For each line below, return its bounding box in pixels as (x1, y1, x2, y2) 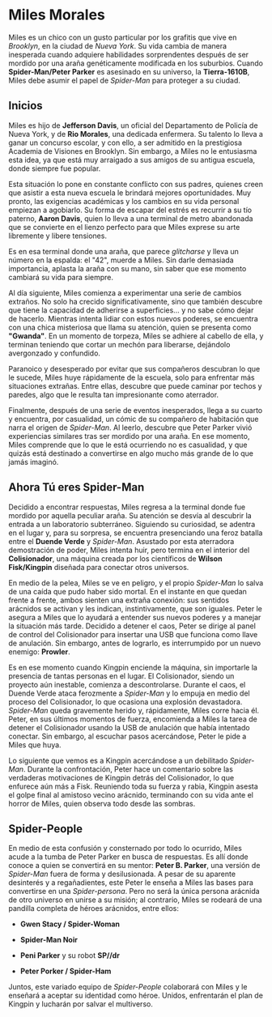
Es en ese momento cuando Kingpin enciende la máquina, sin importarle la (8, 662, 257, 672)
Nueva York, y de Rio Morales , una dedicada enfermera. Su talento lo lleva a (8, 129, 263, 138)
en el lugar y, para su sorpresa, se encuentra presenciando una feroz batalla (8, 528, 263, 538)
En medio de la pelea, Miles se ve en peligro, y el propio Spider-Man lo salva (8, 577, 264, 588)
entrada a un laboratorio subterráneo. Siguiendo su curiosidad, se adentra (8, 519, 256, 529)
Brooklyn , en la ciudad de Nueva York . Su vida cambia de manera (8, 40, 227, 50)
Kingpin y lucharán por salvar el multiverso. (8, 999, 154, 1009)
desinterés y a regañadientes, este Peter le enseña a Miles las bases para (8, 878, 253, 887)
